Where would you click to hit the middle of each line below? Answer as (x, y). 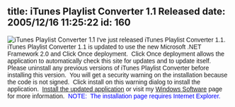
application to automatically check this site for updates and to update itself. (109, 61)
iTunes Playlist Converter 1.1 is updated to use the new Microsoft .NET (104, 46)
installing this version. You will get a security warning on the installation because (117, 75)
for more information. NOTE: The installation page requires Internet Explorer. (114, 96)
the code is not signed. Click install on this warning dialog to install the (104, 82)
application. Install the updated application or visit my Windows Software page (115, 89)
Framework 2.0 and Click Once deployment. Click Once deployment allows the (116, 53)
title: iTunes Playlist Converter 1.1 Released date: (116, 12)
